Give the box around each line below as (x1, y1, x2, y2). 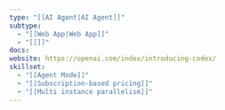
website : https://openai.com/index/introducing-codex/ (9, 54, 217, 63)
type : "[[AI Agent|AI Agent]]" (9, 12, 125, 22)
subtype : (9, 21, 42, 30)
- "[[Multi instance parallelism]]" (17, 87, 153, 96)
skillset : (9, 63, 46, 72)
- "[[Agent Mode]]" (17, 71, 90, 80)
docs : (9, 46, 29, 55)
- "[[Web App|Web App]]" (17, 29, 109, 38)
